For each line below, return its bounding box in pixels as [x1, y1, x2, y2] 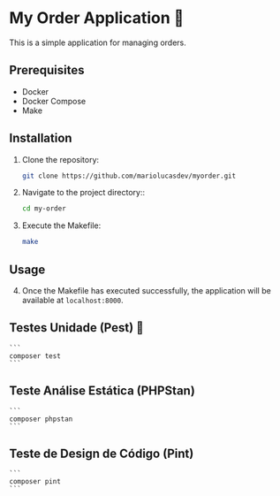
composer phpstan [9, 415, 73, 424]
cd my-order [21, 204, 66, 213]
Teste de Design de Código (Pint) [9, 446, 194, 462]
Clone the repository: [21, 154, 100, 164]
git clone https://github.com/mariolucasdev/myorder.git [21, 172, 237, 180]
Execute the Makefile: [21, 220, 102, 231]
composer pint [9, 477, 62, 486]
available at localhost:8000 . [21, 295, 124, 305]
